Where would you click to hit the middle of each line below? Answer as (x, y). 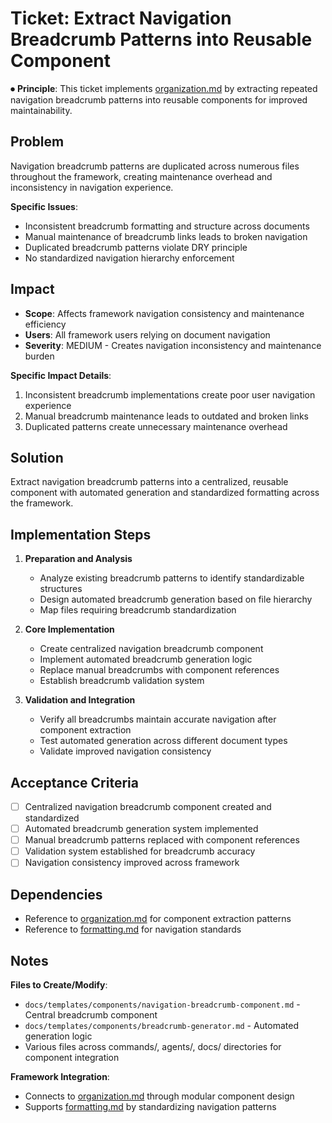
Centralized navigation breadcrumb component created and (148, 806)
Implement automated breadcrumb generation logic (146, 659)
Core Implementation (69, 629)
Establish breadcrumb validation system (122, 681)
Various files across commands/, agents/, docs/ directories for (153, 1046)
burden (39, 356)
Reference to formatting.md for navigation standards (133, 929)
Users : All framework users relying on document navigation (147, 334)
